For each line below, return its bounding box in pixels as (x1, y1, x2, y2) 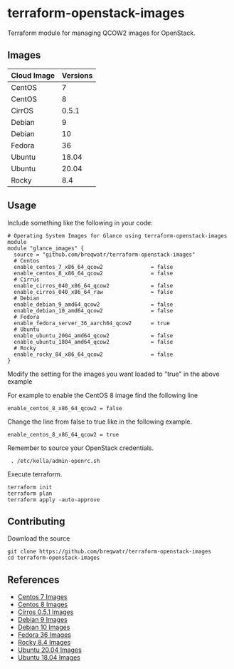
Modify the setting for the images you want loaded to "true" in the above (7, 369, 220, 378)
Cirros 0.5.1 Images (17, 608, 74, 616)
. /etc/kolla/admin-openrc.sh (10, 457, 100, 464)
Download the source (7, 534, 70, 543)
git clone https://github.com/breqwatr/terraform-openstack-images (7, 548, 212, 556)
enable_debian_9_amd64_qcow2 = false (14, 301, 174, 308)
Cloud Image (11, 70, 55, 80)
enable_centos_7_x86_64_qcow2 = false (14, 263, 174, 270)
